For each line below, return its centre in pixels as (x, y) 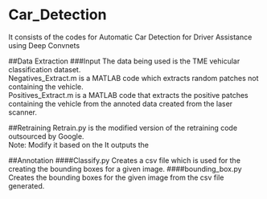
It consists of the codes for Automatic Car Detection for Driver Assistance (130, 37)
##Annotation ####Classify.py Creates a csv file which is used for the (125, 160)
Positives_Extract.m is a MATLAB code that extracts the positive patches (128, 95)
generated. (27, 185)
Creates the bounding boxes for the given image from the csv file (116, 177)
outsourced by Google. (46, 136)
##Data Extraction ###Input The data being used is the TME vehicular (124, 61)
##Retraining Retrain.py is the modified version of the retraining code (123, 128)
